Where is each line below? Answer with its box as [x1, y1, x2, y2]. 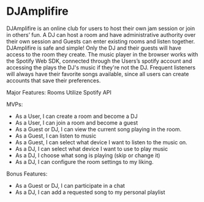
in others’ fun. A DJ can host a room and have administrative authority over [6, 31, 196, 38]
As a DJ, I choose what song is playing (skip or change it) [15, 152, 161, 159]
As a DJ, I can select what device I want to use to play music [15, 145, 168, 152]
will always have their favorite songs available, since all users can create [6, 70, 189, 77]
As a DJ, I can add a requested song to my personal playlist [15, 188, 165, 196]
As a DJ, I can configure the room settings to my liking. [15, 158, 154, 165]
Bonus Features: [6, 170, 48, 177]
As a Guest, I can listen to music [15, 132, 97, 139]
